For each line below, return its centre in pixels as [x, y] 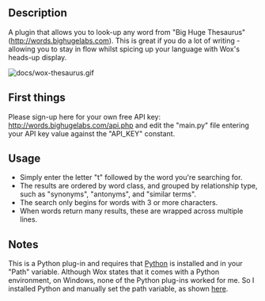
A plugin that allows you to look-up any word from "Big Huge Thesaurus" [127, 32]
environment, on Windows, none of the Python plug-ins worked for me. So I [131, 280]
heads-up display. [38, 57]
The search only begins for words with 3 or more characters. [119, 203]
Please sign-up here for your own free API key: [85, 116]
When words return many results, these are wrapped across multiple [131, 211]
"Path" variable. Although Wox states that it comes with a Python [114, 272]
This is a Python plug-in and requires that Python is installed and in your [125, 264]
